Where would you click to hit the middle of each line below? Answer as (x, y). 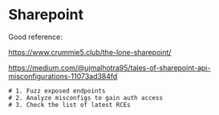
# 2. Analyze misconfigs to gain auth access (85, 97)
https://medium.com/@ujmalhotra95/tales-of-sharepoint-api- (109, 67)
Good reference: (35, 37)
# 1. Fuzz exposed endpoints (57, 91)
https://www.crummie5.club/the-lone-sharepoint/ (90, 52)
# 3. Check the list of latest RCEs (69, 105)
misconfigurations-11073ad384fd (63, 76)
